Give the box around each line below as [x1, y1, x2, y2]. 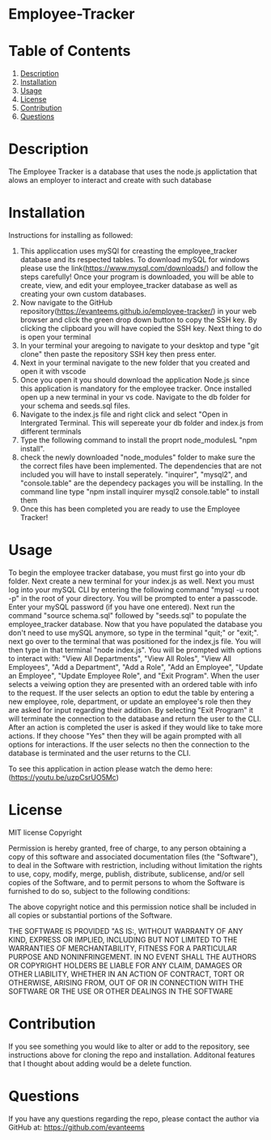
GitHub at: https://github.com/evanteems [8, 1122, 146, 1132]
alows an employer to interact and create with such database [8, 176, 212, 185]
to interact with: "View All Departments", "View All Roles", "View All [8, 653, 232, 663]
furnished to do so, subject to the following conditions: [8, 886, 190, 896]
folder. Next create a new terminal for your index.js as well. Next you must [8, 576, 255, 586]
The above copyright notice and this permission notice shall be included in [8, 901, 256, 911]
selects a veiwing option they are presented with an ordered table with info [8, 679, 257, 689]
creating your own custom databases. [19, 289, 147, 299]
